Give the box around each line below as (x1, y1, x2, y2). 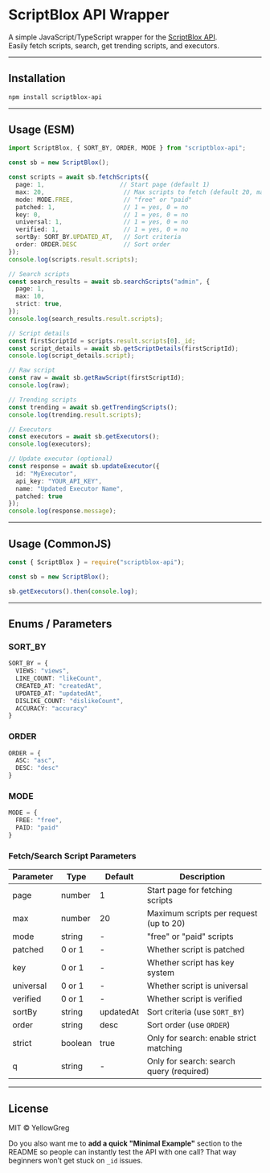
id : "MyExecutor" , (15, 469, 78, 478)
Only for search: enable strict (146, 1032, 257, 1043)
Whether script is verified (146, 994, 243, 1005)
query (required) (146, 1066, 210, 1077)
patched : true (15, 492, 63, 500)
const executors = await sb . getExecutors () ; (8, 433, 160, 441)
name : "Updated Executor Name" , (15, 484, 125, 492)
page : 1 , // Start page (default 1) (15, 181, 211, 189)
